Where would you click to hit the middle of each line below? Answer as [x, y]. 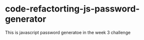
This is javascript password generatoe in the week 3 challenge [68, 32]
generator [26, 19]
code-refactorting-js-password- [72, 9]
